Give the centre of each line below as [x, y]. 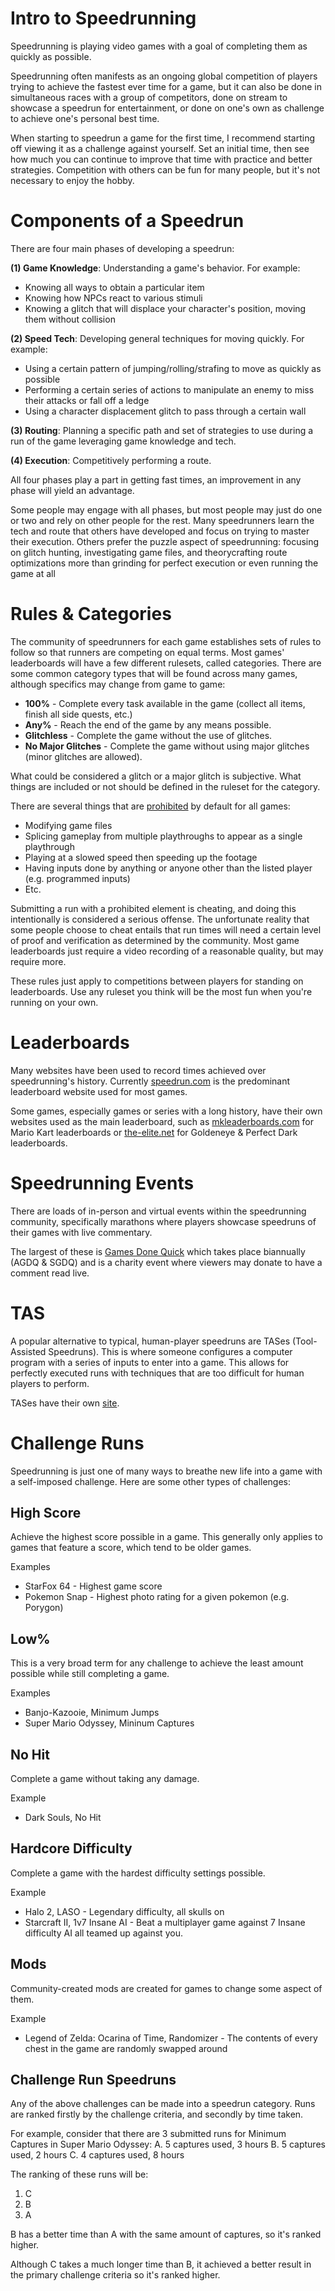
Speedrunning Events [102, 1183]
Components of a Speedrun [127, 221]
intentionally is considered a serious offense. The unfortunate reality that [160, 919]
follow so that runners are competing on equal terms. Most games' [147, 652]
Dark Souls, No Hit [63, 1817]
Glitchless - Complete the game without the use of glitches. [148, 735]
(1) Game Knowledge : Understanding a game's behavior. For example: [155, 268]
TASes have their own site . [65, 1403]
